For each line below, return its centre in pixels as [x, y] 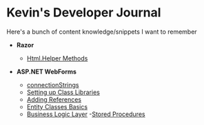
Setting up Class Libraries [63, 92]
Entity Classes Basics [57, 106]
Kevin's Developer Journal [84, 13]
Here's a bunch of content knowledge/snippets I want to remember [102, 32]
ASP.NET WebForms [47, 71]
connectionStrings [53, 84]
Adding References [54, 99]
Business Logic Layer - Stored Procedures [86, 114]
